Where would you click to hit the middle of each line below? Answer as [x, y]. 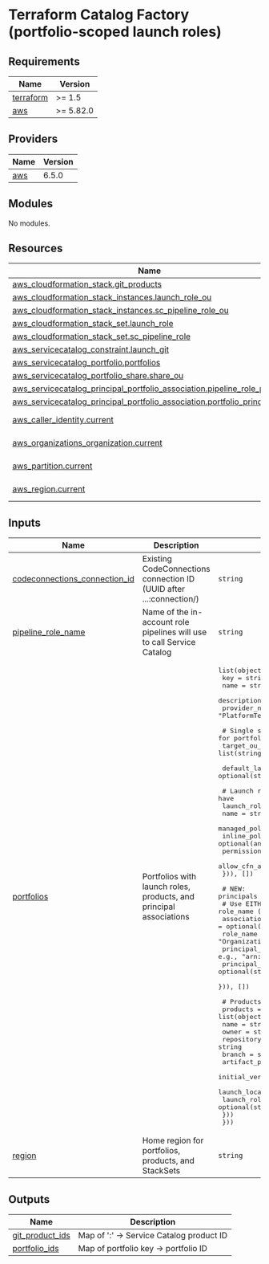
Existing [157, 559]
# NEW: [234, 889]
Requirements [44, 61]
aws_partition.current [52, 466]
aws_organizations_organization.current [87, 443]
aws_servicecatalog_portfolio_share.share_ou [98, 376]
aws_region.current [49, 489]
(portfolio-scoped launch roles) [115, 32]
